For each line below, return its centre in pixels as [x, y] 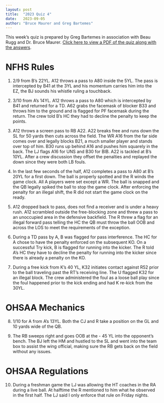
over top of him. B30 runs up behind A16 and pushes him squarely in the [85, 147]
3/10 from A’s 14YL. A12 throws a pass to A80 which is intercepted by [82, 101]
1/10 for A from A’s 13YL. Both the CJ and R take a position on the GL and [86, 321]
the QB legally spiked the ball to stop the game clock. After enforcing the [86, 187]
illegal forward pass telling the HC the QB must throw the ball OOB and [83, 222]
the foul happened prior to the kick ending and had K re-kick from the [82, 283]
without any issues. [32, 352]
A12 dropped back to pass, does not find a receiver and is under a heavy [86, 207]
